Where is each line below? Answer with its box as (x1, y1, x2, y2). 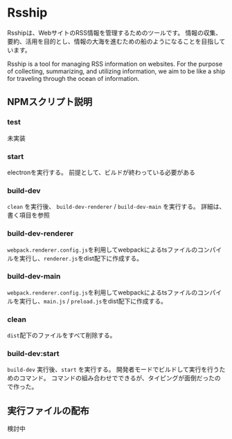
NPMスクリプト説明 (7, 96, 93, 108)
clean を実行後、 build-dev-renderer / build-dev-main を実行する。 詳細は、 (7, 203, 226, 211)
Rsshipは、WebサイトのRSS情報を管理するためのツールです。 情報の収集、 (7, 28, 222, 37)
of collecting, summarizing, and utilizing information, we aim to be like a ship (7, 67, 225, 75)
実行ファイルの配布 (7, 404, 89, 416)
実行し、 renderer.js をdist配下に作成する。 (19, 254, 143, 262)
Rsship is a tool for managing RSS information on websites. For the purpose (7, 59, 223, 68)
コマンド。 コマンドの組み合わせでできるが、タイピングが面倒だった (19, 374, 215, 382)
